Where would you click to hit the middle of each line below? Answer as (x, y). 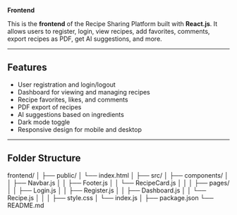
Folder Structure (44, 158)
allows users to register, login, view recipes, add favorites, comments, (109, 31)
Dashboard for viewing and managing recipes (84, 92)
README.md (26, 205)
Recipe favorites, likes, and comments (73, 99)
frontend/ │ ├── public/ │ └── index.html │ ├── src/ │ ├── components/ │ (118, 175)
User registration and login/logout (67, 85)
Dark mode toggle (44, 122)
